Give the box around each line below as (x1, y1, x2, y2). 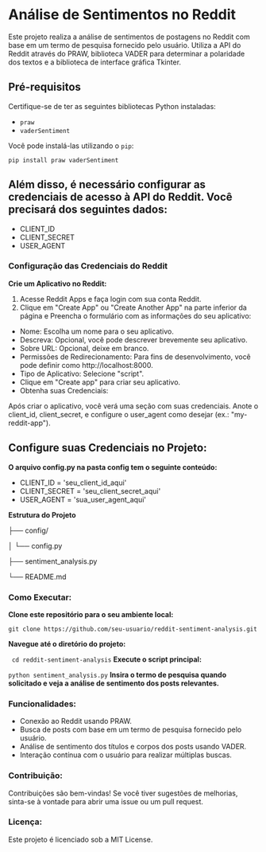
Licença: (8, 816, 42, 827)
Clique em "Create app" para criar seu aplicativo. (19, 377, 181, 387)
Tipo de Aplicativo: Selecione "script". (19, 369, 145, 378)
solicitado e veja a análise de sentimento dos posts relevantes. (8, 678, 220, 688)
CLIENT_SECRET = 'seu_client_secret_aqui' (19, 486, 161, 495)
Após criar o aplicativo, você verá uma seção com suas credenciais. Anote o (8, 401, 259, 411)
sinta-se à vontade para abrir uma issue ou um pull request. (8, 796, 204, 806)
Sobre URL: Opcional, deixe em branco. (19, 343, 149, 353)
